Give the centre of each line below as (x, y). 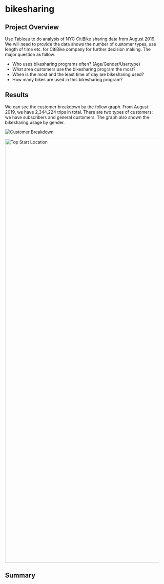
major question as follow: (30, 54)
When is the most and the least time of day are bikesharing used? (78, 74)
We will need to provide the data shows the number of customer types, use (81, 44)
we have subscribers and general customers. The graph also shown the (77, 117)
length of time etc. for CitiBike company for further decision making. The (78, 49)
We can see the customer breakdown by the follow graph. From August (77, 107)
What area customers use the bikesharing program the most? (74, 69)
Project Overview (32, 27)
